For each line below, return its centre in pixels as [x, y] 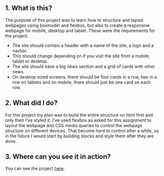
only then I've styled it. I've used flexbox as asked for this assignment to [78, 120]
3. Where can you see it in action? [58, 157]
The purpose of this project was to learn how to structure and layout [74, 20]
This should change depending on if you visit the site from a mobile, [81, 56]
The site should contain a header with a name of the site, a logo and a [83, 45]
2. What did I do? [32, 103]
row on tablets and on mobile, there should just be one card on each [82, 82]
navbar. [20, 50]
